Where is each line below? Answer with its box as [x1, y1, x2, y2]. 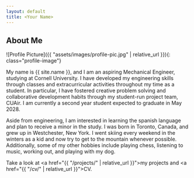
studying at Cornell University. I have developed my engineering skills [6, 75, 174, 82]
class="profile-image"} [6, 57, 61, 64]
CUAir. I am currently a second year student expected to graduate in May [6, 100, 182, 107]
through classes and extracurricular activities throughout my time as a [6, 81, 175, 88]
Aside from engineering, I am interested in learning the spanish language [6, 117, 181, 124]
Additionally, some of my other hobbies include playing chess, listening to [6, 142, 183, 149]
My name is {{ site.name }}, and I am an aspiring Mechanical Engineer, [6, 68, 175, 76]
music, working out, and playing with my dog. [6, 148, 116, 155]
